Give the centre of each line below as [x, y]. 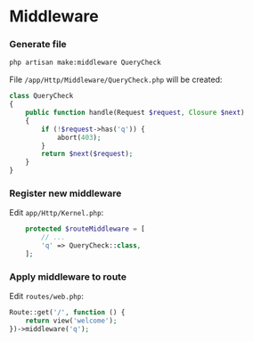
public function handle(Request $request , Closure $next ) [135, 113]
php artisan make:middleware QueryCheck [86, 63]
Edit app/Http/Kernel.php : [57, 213]
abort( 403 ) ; [79, 137]
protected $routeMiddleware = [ [85, 229]
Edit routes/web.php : [47, 297]
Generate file [38, 45]
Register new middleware [65, 193]
